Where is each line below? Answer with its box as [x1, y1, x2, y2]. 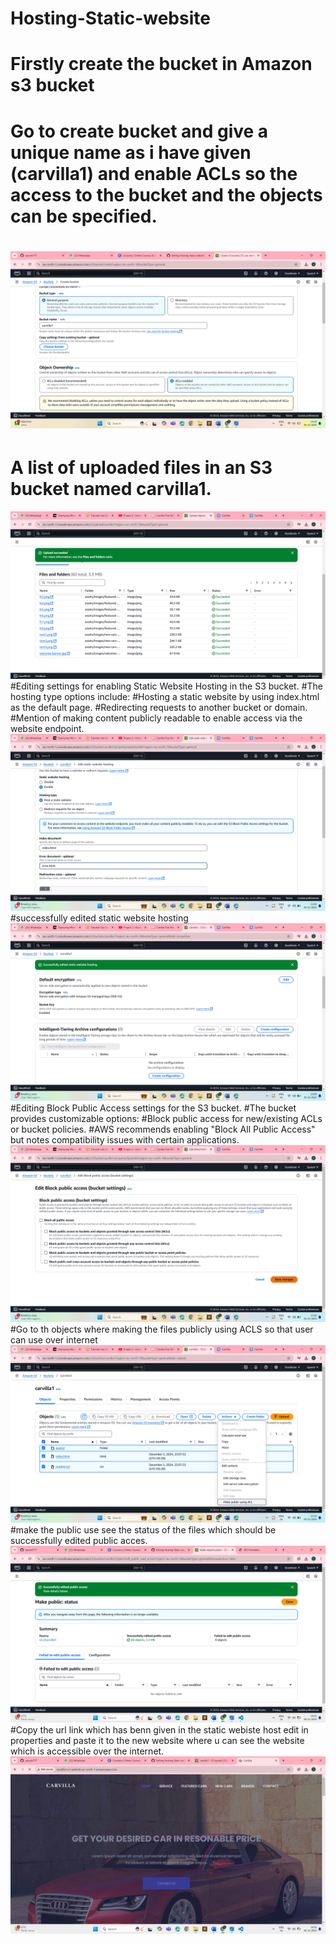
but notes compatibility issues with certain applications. [10, 1133, 240, 1146]
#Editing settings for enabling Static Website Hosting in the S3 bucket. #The [10, 680, 324, 692]
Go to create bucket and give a [10, 120, 269, 142]
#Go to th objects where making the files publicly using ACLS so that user [10, 1323, 314, 1336]
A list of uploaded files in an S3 [10, 457, 273, 479]
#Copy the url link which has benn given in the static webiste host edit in [10, 1724, 309, 1736]
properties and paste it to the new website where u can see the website [10, 1735, 305, 1747]
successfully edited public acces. [10, 1534, 148, 1546]
